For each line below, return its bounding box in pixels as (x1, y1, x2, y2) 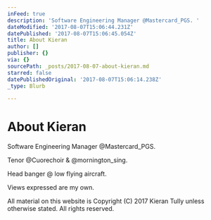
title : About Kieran (7, 37, 68, 44)
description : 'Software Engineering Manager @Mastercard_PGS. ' (7, 17, 200, 24)
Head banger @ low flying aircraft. (7, 170, 107, 178)
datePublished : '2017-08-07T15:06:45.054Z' (7, 30, 137, 37)
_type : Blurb (7, 82, 46, 90)
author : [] (7, 43, 39, 50)
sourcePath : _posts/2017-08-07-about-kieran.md (7, 63, 150, 70)
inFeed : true (7, 10, 46, 18)
